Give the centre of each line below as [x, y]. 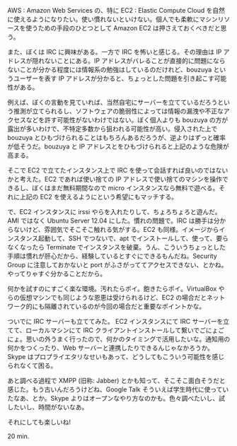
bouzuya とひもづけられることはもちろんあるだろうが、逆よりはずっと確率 [117, 137]
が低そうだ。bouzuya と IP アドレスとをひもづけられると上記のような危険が [118, 146]
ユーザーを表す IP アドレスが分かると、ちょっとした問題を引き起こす [114, 78]
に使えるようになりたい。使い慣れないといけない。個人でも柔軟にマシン [112, 19]
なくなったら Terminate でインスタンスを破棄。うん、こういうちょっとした [117, 247]
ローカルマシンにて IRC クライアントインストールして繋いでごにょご [125, 330]
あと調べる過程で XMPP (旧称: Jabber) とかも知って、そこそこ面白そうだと [117, 381]
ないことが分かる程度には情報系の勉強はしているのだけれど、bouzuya [110, 70]
